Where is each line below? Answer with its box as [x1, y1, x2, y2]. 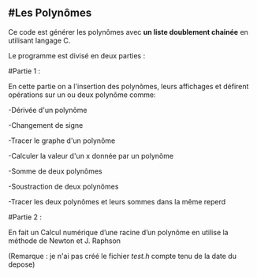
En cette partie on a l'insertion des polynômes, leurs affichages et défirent [8, 81, 249, 91]
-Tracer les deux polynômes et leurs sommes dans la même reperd [8, 197, 226, 206]
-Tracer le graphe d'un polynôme [8, 136, 116, 145]
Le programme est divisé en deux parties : [8, 51, 146, 60]
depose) [8, 260, 35, 269]
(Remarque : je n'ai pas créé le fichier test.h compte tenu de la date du [8, 251, 237, 260]
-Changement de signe [8, 120, 84, 129]
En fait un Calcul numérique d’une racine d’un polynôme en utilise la [8, 227, 229, 237]
